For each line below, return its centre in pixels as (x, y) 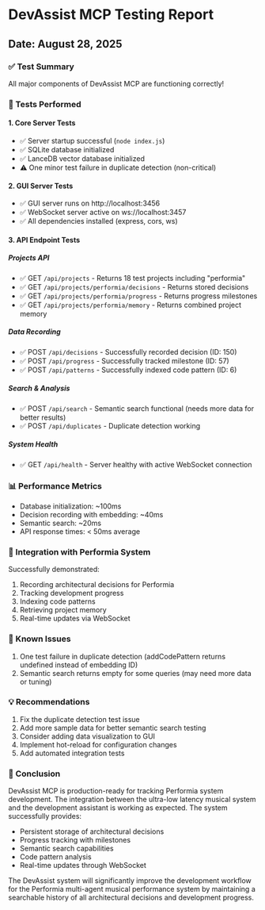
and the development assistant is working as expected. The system (118, 808)
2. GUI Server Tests (41, 186)
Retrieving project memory (63, 610)
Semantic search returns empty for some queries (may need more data (135, 673)
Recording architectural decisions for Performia (97, 585)
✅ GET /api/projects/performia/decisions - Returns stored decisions (134, 286)
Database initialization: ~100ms (70, 506)
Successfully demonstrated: (54, 570)
